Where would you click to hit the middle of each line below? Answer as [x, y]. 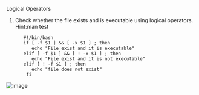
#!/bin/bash [38, 38]
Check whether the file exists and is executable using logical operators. [104, 20]
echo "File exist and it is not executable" [88, 59]
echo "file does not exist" [67, 69]
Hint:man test [32, 27]
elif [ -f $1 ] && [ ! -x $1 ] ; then [72, 54]
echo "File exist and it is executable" [83, 48]
